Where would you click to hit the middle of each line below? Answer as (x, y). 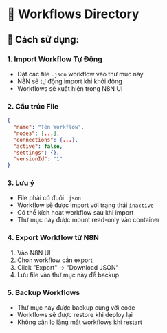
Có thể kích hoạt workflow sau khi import (75, 213)
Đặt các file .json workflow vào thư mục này (80, 74)
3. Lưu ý (21, 183)
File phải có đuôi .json (49, 198)
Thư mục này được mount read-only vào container (88, 220)
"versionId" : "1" (38, 159)
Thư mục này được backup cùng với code (76, 308)
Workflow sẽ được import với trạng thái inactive (85, 205)
